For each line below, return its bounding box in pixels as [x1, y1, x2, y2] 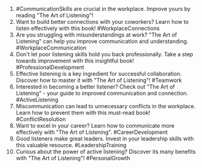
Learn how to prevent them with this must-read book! [15, 109, 151, 116]
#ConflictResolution [15, 115, 66, 123]
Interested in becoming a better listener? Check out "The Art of [15, 83, 175, 90]
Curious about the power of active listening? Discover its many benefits [15, 148, 196, 155]
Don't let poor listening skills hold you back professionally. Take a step [15, 51, 193, 57]
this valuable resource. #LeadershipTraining [15, 142, 127, 148]
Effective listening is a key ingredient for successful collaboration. [15, 70, 182, 77]
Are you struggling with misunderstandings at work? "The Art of [15, 31, 178, 38]
